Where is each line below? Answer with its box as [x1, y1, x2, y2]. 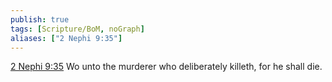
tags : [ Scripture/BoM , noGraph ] [10, 24, 145, 34]
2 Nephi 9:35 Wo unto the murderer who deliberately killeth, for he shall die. [10, 61, 323, 73]
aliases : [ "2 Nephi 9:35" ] [10, 33, 123, 43]
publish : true [10, 14, 70, 25]
